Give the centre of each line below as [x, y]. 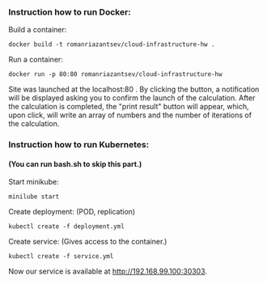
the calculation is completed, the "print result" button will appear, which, [129, 107]
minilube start [34, 197]
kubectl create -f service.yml [61, 256]
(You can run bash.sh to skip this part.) [75, 163]
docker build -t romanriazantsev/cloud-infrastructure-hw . [112, 45]
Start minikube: [34, 182]
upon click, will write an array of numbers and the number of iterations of [130, 115]
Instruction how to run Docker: [70, 12]
